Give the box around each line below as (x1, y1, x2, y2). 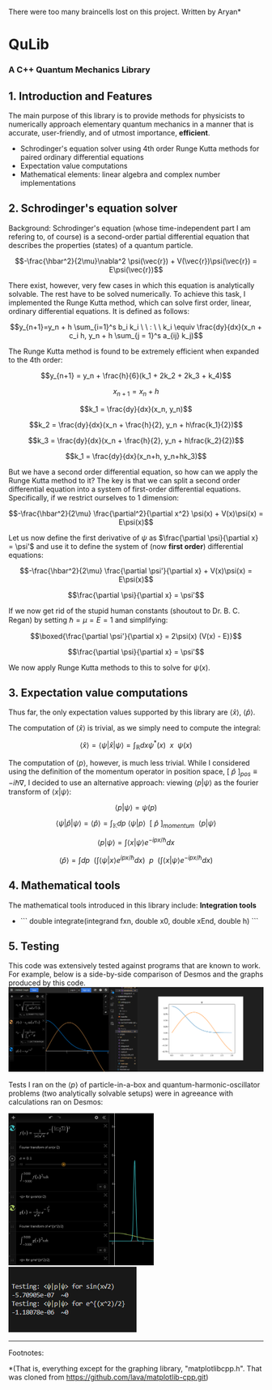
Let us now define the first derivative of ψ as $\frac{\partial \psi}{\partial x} (8, 533, 259, 543)
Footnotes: (8, 1348, 45, 1358)
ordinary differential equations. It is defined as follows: (8, 306, 190, 315)
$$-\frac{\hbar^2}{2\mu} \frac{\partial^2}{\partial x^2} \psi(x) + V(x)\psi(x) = (8, 508, 264, 518)
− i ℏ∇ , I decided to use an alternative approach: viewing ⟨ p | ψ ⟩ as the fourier (8, 778, 259, 787)
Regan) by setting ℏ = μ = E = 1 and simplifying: (8, 615, 168, 624)
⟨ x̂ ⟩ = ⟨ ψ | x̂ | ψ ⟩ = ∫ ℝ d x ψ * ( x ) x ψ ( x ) (79, 739, 193, 752)
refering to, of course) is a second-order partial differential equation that (8, 231, 249, 242)
